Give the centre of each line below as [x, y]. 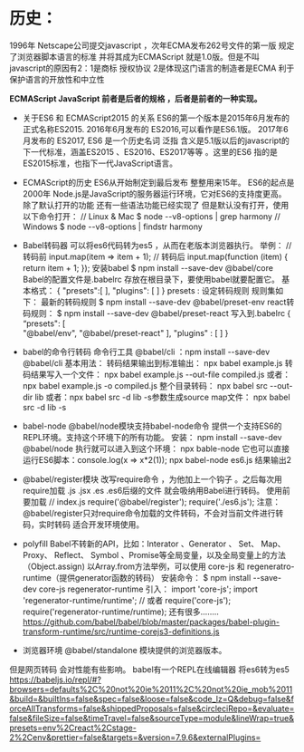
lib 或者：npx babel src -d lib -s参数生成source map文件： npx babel [163, 397]
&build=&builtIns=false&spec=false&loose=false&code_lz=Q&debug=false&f [152, 699]
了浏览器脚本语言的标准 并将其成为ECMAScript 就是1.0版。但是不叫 [134, 56]
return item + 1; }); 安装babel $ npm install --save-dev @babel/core [148, 267]
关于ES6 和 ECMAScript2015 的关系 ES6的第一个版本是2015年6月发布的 [156, 118]
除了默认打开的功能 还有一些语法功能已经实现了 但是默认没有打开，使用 [156, 205]
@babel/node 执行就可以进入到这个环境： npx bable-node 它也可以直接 [156, 448]
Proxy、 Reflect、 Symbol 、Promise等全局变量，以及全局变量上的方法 [154, 554]
